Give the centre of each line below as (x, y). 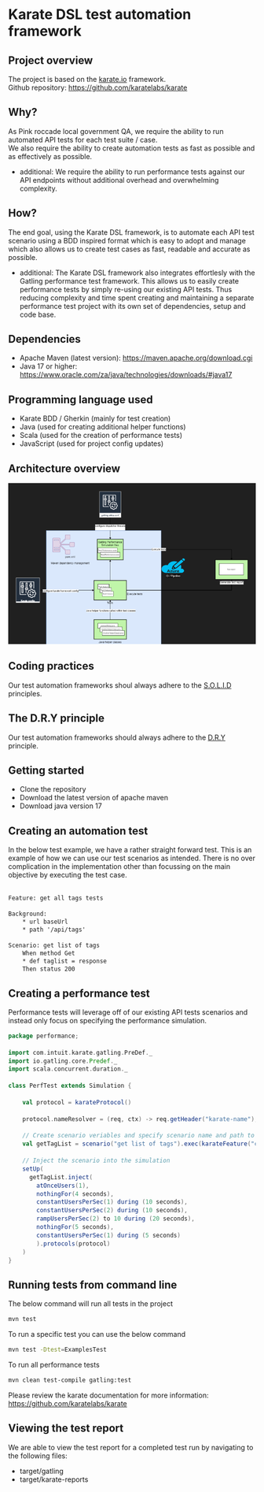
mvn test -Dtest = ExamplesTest (58, 1350)
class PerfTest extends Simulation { (70, 1086)
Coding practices (51, 666)
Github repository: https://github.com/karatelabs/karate (98, 87)
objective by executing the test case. (68, 875)
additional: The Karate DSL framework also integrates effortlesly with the (137, 273)
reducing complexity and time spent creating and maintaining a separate (137, 298)
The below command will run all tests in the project (91, 1304)
